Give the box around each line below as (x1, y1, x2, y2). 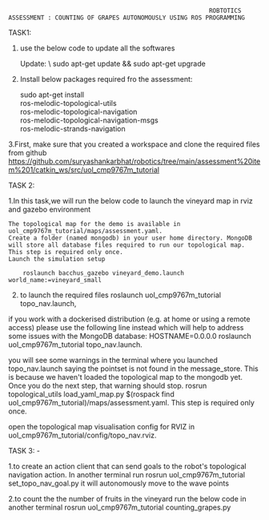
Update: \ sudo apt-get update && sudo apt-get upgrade (19, 59, 206, 68)
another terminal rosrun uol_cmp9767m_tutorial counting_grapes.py (8, 502, 231, 512)
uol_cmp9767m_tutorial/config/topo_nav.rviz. (8, 430, 157, 440)
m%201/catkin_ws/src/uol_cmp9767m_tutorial (8, 165, 160, 175)
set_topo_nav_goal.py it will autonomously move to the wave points (8, 478, 230, 488)
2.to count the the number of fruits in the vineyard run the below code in (8, 494, 247, 503)
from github (8, 148, 47, 157)
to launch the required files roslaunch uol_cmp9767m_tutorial (19, 290, 222, 300)
